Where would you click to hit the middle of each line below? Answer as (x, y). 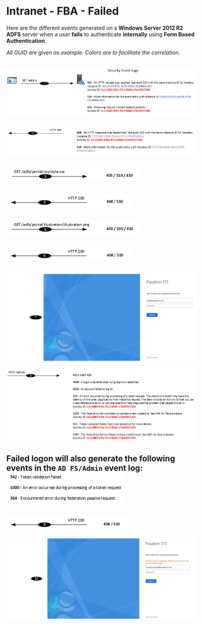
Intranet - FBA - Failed (63, 11)
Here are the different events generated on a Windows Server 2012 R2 (95, 28)
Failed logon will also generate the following (91, 458)
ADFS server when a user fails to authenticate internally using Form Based (100, 34)
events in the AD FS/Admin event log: (75, 468)
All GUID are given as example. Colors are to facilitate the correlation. (93, 52)
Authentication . (26, 41)
